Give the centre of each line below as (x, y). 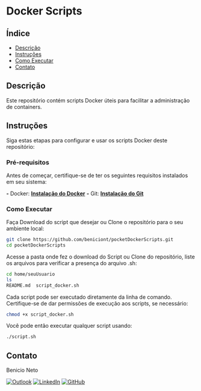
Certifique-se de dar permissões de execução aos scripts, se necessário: (97, 303)
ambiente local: (25, 229)
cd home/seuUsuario (31, 274)
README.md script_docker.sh (43, 285)
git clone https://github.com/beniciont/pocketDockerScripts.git (90, 240)
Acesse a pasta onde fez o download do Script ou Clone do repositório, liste (101, 257)
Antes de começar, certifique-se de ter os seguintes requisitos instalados (97, 175)
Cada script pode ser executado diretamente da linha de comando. (89, 297)
